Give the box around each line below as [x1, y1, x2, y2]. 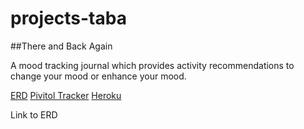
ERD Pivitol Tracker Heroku [10, 89, 122, 101]
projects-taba [10, 7, 127, 30]
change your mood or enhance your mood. [10, 70, 187, 82]
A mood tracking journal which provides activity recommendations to [10, 59, 295, 71]
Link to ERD [10, 108, 58, 121]
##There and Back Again [10, 40, 113, 52]
